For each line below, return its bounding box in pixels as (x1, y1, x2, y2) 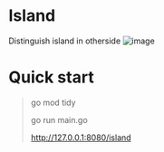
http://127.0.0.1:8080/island (30, 132, 132, 143)
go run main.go (30, 114, 88, 125)
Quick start (8, 67, 94, 88)
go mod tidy (30, 97, 76, 108)
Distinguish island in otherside (8, 35, 121, 46)
